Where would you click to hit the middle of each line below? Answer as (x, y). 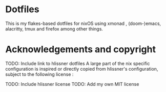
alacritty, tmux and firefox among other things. (54, 28)
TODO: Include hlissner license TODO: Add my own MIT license (72, 84)
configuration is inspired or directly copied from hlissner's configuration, (82, 69)
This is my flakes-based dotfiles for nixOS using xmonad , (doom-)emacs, (83, 23)
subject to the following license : (39, 74)
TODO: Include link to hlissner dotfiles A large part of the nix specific (78, 63)
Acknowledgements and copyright (81, 50)
